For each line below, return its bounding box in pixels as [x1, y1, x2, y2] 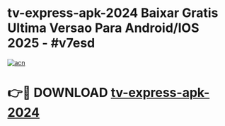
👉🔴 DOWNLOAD [7, 85, 108, 101]
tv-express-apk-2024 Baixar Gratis [7, 5, 219, 21]
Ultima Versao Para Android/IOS [7, 20, 200, 36]
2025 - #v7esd [7, 35, 96, 51]
